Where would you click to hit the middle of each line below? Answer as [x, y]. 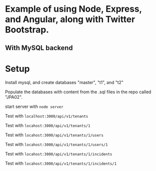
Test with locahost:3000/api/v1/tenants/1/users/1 [56, 144]
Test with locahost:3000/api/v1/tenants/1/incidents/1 [61, 163]
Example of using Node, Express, [74, 9]
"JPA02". [14, 97]
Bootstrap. [27, 30]
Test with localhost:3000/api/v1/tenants [47, 116]
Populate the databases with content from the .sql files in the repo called [78, 92]
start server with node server [34, 107]
